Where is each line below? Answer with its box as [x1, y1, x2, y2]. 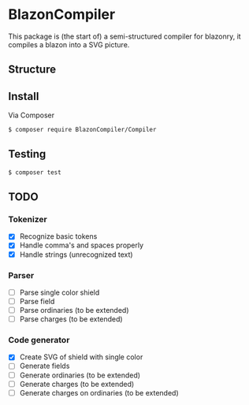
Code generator [8, 335, 70, 346]
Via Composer [8, 110, 55, 120]
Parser [8, 269, 35, 281]
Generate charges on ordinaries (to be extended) [19, 388, 179, 397]
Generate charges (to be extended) [19, 379, 135, 388]
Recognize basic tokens [19, 232, 98, 241]
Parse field [19, 296, 55, 306]
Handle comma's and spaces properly [19, 240, 144, 250]
